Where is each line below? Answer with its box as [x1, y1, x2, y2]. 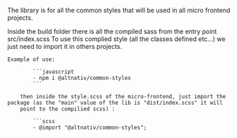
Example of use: [7, 56, 55, 63]
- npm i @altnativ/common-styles [33, 74, 132, 81]
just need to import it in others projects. [7, 42, 122, 50]
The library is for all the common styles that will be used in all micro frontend [7, 6, 231, 14]
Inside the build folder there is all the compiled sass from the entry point [7, 28, 217, 35]
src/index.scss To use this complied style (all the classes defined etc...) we [7, 35, 226, 43]
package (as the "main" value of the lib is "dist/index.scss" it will [7, 99, 223, 106]
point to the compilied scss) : [20, 105, 115, 113]
